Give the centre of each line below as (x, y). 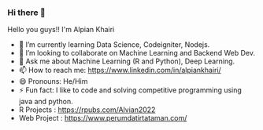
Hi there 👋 (27, 13)
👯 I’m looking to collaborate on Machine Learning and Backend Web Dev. (137, 53)
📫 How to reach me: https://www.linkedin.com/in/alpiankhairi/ (120, 70)
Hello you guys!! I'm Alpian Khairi (61, 30)
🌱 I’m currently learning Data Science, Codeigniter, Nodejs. (114, 45)
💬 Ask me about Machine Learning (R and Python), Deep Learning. (127, 61)
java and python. (46, 102)
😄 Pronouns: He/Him (53, 81)
